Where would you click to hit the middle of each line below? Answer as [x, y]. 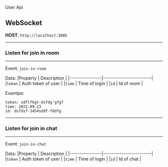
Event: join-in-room [26, 68]
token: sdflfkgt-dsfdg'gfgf [34, 102]
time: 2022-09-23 [23, 107]
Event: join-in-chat [26, 144]
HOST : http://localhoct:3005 [36, 35]
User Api [14, 7]
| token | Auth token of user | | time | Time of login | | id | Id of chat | [73, 159]
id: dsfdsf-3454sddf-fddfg [33, 111]
